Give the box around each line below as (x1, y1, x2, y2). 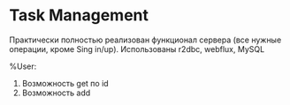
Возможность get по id (21, 78, 109, 88)
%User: (9, 61, 37, 71)
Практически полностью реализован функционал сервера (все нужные (9, 34, 282, 45)
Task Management (9, 5, 149, 26)
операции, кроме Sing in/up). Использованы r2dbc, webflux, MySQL (9, 43, 265, 54)
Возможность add (21, 87, 91, 98)
